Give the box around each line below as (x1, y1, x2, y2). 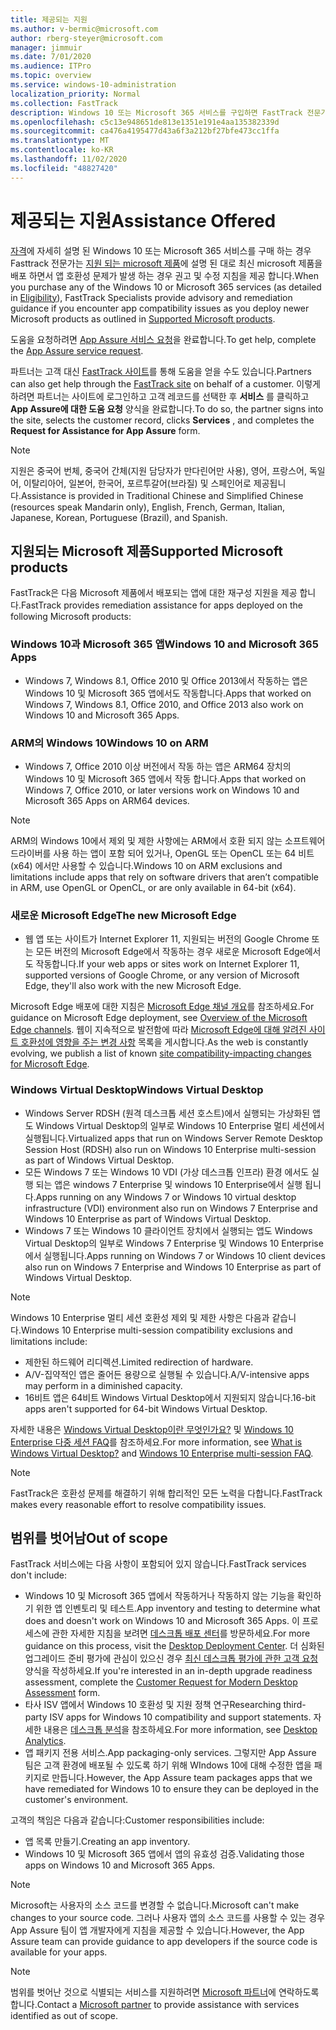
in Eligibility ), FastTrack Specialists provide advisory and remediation (10, 291, 293, 303)
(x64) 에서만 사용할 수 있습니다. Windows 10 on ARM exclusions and (10, 859, 283, 871)
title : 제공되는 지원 (10, 14, 88, 25)
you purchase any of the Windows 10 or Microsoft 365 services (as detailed (10, 281, 322, 293)
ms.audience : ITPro (10, 61, 92, 71)
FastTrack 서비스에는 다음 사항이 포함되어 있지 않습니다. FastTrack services (10, 1558, 307, 1570)
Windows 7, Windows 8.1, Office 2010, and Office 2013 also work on (24, 698, 304, 710)
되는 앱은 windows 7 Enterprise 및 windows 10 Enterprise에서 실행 (35, 1178, 303, 1190)
